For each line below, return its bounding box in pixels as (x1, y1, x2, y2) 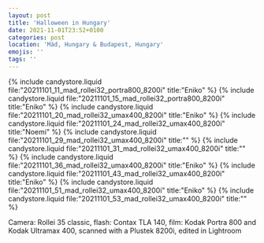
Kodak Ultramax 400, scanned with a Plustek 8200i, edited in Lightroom (8, 226, 242, 235)
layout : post (8, 11, 51, 20)
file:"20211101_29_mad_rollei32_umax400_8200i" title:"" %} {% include (8, 135, 238, 145)
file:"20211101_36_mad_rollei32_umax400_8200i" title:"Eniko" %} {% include (8, 160, 256, 170)
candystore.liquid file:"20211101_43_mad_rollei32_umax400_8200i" (8, 168, 225, 178)
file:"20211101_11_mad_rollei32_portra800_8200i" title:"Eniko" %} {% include (8, 85, 255, 94)
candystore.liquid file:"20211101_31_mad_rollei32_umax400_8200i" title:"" (8, 143, 246, 153)
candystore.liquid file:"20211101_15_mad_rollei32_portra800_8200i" (8, 94, 225, 103)
